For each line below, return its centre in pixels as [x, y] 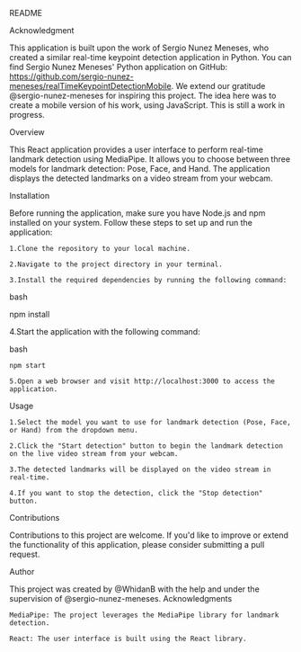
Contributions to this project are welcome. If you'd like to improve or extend [149, 535]
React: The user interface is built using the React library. [128, 639]
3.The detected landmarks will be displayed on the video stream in [140, 469]
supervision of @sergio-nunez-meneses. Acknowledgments [121, 598]
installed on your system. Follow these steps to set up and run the [131, 223]
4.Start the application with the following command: [105, 331]
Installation [30, 196]
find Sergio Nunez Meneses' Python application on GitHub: [119, 67]
